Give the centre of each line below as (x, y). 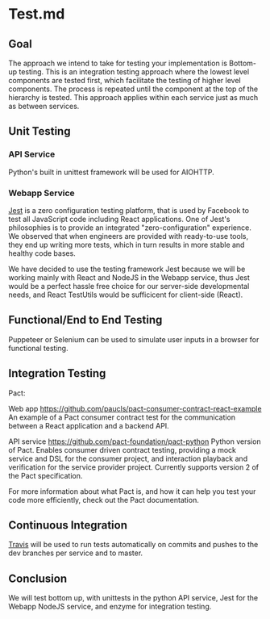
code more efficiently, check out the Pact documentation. (104, 500)
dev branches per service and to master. (76, 553)
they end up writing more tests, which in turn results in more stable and (127, 245)
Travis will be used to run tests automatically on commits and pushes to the (133, 545)
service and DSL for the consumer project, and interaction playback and (128, 458)
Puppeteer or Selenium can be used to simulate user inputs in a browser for (134, 339)
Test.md (37, 14)
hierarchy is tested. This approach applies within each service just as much (133, 97)
